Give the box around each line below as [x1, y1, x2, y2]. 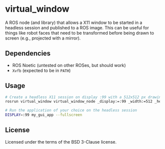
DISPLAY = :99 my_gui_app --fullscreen [5, 112, 82, 118]
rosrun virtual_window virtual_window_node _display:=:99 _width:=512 [5, 99, 153, 104]
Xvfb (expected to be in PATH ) [12, 67, 71, 73]
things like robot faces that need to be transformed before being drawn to [5, 30, 154, 36]
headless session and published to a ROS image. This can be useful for [5, 24, 149, 30]
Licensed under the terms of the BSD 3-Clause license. [5, 139, 117, 145]
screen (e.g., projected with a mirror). [5, 35, 81, 41]
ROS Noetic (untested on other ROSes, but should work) [12, 62, 126, 68]
